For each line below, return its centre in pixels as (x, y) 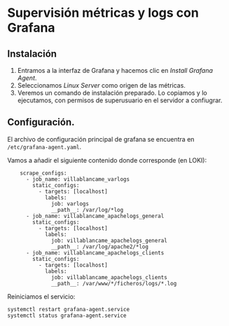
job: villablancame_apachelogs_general (110, 240)
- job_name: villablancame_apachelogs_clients (95, 253)
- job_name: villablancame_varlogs (78, 179)
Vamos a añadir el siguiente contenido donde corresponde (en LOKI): (107, 160)
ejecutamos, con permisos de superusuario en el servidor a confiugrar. (120, 100)
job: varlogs (70, 204)
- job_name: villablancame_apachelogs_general (95, 216)
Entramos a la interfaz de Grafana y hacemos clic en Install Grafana (115, 70)
